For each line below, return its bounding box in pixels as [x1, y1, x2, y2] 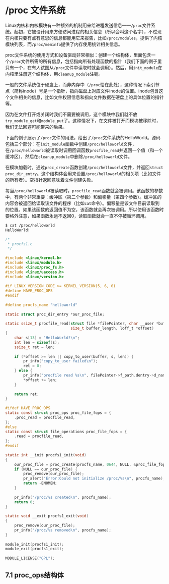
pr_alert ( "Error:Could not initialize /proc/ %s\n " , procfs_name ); [23, 476, 165, 481]
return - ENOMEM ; [23, 481, 57, 486]
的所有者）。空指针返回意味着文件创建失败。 [5, 177, 96, 183]
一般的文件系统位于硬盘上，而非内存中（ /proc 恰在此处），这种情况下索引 [5, 81, 155, 87]
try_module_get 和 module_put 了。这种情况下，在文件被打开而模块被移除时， [5, 117, 161, 124]
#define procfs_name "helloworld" [5, 302, 78, 307]
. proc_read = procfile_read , [14, 415, 75, 420]
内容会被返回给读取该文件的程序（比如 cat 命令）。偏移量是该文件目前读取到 [5, 200, 160, 206]
